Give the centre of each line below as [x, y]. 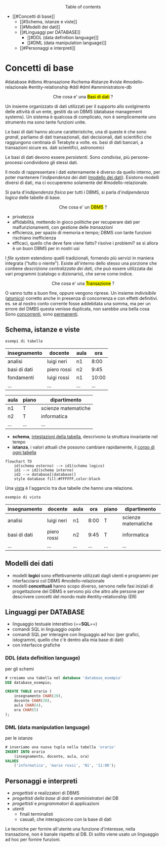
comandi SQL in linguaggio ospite [46, 629]
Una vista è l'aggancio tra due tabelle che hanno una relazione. [69, 488]
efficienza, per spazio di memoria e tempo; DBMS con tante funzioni [82, 232]
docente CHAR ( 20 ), [33, 701]
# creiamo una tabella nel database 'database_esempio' [64, 678]
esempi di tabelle [24, 341]
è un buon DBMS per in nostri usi [46, 248]
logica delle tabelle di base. [33, 197]
